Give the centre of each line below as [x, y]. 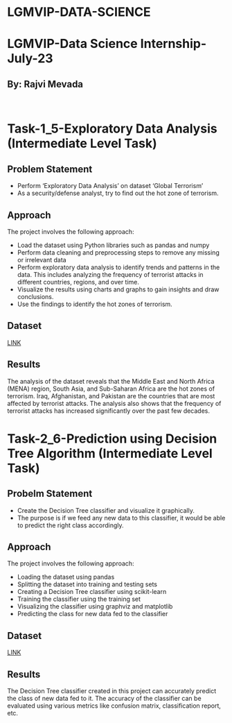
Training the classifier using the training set [79, 599]
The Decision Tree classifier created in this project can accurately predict [112, 691]
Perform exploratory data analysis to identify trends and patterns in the [118, 267]
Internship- [173, 44]
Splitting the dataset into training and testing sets [87, 584]
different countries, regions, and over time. [78, 282]
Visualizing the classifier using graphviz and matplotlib [95, 606]
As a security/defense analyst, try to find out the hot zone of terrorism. [118, 193]
